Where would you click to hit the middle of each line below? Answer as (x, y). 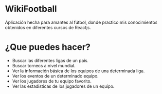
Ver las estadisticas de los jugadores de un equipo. (63, 86)
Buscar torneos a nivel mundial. (44, 65)
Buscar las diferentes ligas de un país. (50, 60)
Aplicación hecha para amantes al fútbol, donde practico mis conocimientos (81, 22)
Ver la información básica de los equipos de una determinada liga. (78, 71)
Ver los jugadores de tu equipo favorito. (52, 81)
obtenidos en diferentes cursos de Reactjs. (48, 27)
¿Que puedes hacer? (48, 47)
